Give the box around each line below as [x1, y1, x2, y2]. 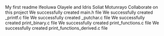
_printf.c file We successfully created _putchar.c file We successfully [5, 15, 145, 20]
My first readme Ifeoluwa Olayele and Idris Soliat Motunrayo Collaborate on [5, 4, 158, 10]
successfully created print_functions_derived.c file [5, 25, 108, 31]
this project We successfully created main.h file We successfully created [5, 9, 153, 15]
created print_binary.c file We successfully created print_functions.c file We [5, 20, 160, 26]
